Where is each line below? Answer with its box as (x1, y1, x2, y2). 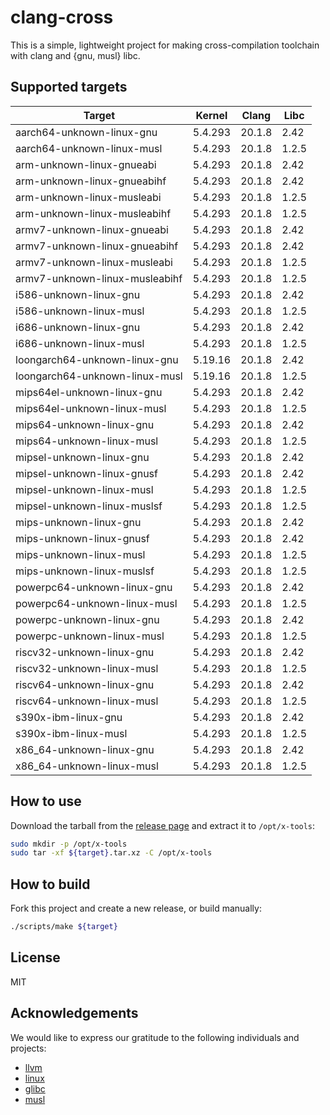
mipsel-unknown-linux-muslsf (15, 499, 163, 513)
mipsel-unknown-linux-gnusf (15, 466, 158, 480)
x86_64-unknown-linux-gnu (15, 742, 155, 756)
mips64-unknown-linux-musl (15, 434, 159, 448)
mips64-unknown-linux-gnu (15, 417, 155, 431)
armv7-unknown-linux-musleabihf (15, 271, 183, 285)
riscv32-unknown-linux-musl (15, 661, 159, 675)
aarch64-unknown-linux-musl (15, 141, 163, 155)
